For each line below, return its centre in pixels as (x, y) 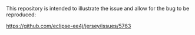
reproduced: (21, 15)
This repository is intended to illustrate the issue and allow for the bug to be (98, 8)
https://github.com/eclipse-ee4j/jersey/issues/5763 (69, 26)
